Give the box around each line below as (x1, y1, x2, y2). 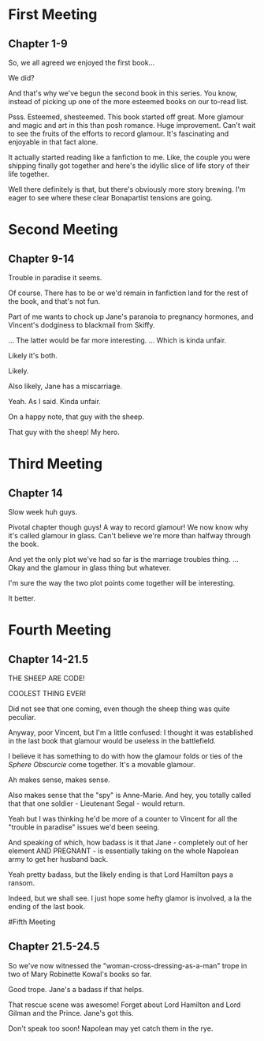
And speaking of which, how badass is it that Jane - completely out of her (8, 838, 248, 847)
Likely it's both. (8, 351, 58, 360)
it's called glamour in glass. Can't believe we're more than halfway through (8, 531, 251, 540)
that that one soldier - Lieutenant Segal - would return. (8, 799, 185, 808)
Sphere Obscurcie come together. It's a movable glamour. (8, 760, 195, 769)
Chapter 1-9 (8, 37, 69, 51)
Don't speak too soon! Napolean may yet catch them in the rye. (8, 1024, 214, 1033)
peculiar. (8, 713, 37, 721)
